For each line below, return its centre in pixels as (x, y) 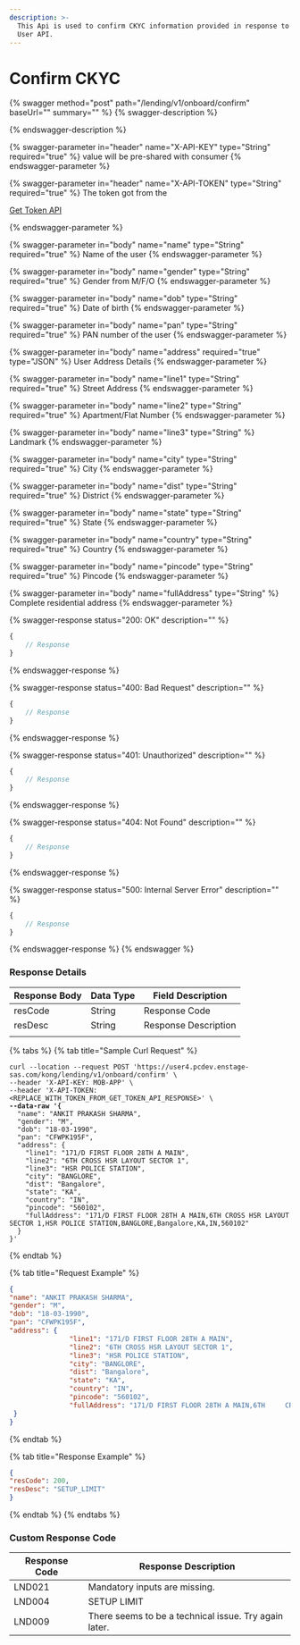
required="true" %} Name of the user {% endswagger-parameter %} (136, 255)
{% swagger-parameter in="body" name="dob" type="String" (124, 298)
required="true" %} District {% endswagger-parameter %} (117, 496)
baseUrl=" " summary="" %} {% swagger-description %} (114, 113)
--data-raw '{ (36, 1106)
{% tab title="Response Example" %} (77, 1456)
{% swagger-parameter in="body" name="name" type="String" (127, 245)
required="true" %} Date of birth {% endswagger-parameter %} (127, 308)
